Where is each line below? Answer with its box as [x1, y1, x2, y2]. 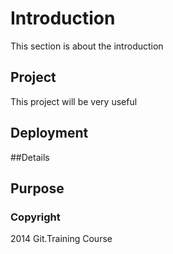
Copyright [10, 210, 61, 224]
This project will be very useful [10, 95, 138, 107]
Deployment [10, 125, 89, 142]
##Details [10, 151, 50, 163]
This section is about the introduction [10, 40, 164, 52]
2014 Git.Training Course [10, 233, 113, 245]
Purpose [10, 180, 65, 197]
